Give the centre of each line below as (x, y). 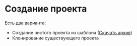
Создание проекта (46, 9)
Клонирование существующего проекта (55, 38)
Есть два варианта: (25, 23)
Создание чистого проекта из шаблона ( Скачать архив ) (72, 32)
